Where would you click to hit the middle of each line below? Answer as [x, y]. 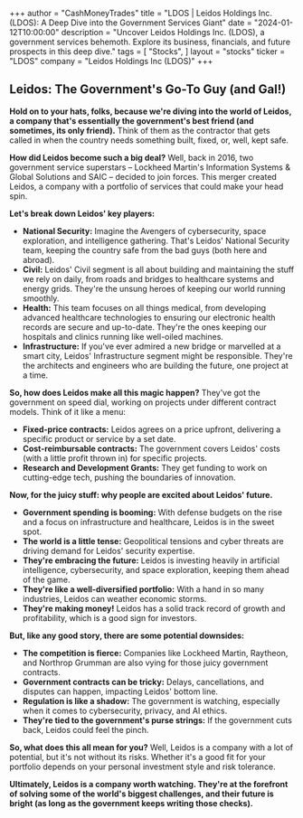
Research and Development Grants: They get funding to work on [145, 467]
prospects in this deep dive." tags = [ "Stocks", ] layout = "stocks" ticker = [147, 52]
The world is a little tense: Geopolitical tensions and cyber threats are [153, 541]
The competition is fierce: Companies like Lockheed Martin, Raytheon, [155, 653]
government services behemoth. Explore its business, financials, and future [150, 42]
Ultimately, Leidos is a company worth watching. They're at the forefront [149, 784]
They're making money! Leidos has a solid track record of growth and [154, 608]
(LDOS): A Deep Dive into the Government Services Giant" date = [131, 23]
